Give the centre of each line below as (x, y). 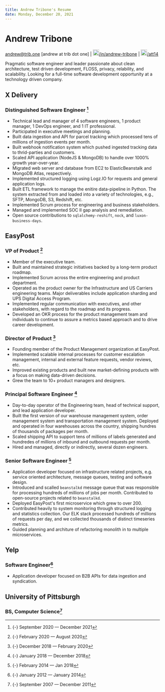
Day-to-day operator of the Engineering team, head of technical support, (86, 405)
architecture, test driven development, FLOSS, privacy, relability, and (74, 69)
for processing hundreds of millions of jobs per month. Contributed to (82, 492)
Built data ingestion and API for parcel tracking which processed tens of (85, 137)
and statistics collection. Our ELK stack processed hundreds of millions (84, 513)
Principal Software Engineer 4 (41, 394)
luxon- (141, 216)
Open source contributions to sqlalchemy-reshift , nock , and (73, 215)
